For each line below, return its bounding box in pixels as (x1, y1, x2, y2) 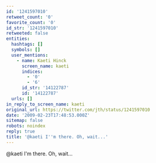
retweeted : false (6, 30, 48, 36)
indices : (21, 69, 43, 74)
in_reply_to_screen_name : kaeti (6, 101, 85, 107)
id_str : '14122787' (21, 85, 69, 91)
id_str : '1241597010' (6, 25, 59, 31)
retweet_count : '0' (6, 14, 54, 20)
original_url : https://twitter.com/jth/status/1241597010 (6, 107, 150, 113)
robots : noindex (6, 123, 46, 129)
